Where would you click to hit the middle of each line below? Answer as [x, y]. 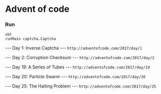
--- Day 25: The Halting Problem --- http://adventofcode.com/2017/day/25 [81, 86]
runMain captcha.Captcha [31, 39]
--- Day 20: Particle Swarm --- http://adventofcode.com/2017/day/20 [75, 77]
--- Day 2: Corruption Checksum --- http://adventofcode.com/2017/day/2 [80, 58]
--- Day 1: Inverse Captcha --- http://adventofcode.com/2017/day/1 [74, 48]
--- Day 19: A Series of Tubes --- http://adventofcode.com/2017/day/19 [78, 67]
